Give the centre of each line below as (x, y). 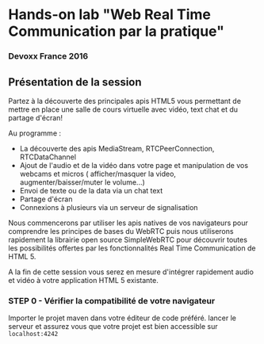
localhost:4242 (33, 334)
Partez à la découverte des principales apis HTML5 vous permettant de (125, 101)
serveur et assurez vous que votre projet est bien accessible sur (113, 327)
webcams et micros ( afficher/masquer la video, (98, 174)
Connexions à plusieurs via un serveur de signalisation (109, 207)
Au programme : (35, 133)
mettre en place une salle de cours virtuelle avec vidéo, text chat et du (123, 109)
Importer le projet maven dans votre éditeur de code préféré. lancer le (122, 318)
